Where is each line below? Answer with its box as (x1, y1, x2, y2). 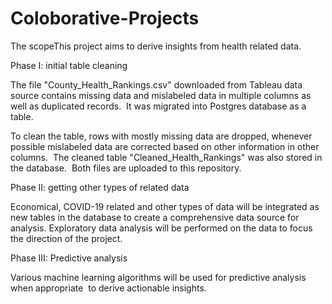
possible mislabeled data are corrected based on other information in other (10, 140, 320, 152)
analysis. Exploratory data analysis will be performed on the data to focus (10, 222, 313, 234)
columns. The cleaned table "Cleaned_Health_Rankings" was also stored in (10, 151, 323, 163)
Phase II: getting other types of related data (10, 181, 190, 193)
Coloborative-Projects (10, 7, 200, 30)
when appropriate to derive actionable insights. (10, 282, 207, 294)
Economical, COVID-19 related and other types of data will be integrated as (10, 200, 320, 212)
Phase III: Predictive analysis (10, 252, 128, 264)
